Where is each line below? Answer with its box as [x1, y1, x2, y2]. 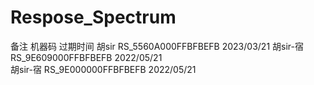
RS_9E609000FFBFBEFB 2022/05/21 [10, 51, 163, 63]
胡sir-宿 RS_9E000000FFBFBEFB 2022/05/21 [10, 63, 197, 75]
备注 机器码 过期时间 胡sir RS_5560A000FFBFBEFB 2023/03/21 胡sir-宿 [10, 40, 304, 52]
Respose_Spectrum [10, 6, 177, 29]
